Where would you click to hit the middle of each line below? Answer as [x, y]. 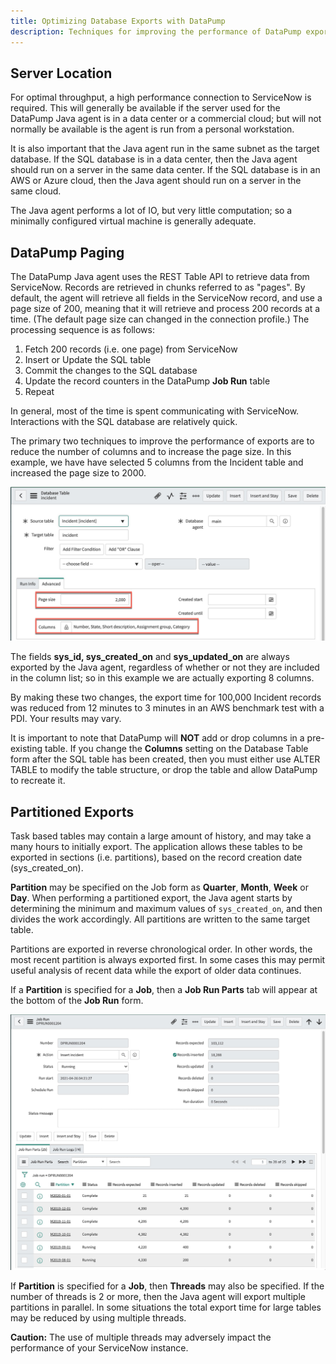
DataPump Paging [67, 252]
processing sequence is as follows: [82, 330]
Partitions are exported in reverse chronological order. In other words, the [161, 949]
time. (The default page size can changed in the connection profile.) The [160, 319]
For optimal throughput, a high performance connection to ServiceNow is [161, 97]
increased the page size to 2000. [78, 473]
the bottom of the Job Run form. [77, 1001]
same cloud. [36, 191]
